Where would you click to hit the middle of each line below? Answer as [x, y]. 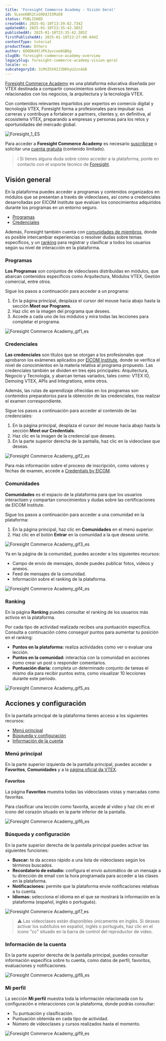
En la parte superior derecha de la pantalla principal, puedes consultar [77, 955]
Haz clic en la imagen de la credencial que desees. [64, 436]
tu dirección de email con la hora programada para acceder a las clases [85, 876]
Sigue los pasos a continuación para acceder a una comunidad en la [75, 515]
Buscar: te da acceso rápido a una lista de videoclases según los [79, 860]
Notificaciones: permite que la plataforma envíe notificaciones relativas [85, 886]
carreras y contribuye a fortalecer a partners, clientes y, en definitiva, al [78, 114]
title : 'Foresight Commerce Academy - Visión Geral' [61, 10]
